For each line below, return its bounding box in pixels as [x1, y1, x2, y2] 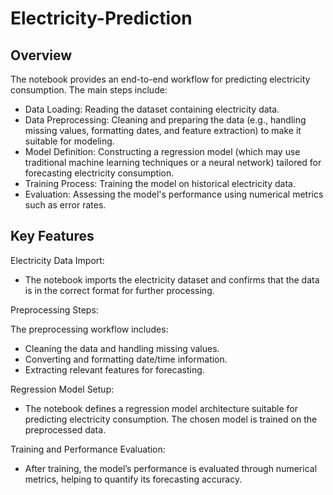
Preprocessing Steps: [10, 303, 99, 316]
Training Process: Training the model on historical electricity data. [24, 178, 296, 189]
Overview [10, 47, 73, 64]
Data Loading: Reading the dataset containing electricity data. [24, 103, 280, 115]
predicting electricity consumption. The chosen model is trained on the [24, 413, 318, 425]
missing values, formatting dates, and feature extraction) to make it [24, 125, 302, 136]
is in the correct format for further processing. [24, 284, 215, 296]
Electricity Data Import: [10, 254, 105, 266]
